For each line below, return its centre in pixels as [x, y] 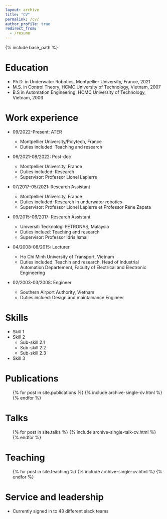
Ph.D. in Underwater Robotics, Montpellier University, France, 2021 [81, 81]
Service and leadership [54, 497]
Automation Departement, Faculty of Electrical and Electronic [83, 267]
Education [27, 68]
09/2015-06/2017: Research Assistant [51, 217]
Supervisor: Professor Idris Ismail [54, 237]
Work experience [42, 118]
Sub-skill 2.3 [33, 353]
